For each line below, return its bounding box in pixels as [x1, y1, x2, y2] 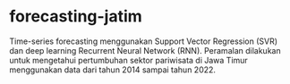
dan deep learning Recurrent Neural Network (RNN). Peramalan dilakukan [9, 45, 281, 55]
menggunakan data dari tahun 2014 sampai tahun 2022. [9, 64, 217, 75]
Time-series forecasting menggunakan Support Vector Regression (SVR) [9, 36, 278, 46]
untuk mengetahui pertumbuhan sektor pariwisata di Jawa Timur [9, 55, 248, 65]
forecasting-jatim [9, 6, 143, 27]
